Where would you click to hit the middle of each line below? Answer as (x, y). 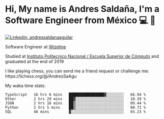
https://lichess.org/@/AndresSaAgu (41, 76)
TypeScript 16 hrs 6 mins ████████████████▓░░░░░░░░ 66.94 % (76, 95)
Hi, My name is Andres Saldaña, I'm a (82, 9)
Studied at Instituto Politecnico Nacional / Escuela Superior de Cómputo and (82, 56)
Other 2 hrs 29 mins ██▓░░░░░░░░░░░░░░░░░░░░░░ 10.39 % (76, 99)
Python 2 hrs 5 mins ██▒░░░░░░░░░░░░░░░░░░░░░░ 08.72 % (76, 107)
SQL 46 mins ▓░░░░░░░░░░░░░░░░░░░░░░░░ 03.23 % (76, 112)
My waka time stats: (25, 85)
